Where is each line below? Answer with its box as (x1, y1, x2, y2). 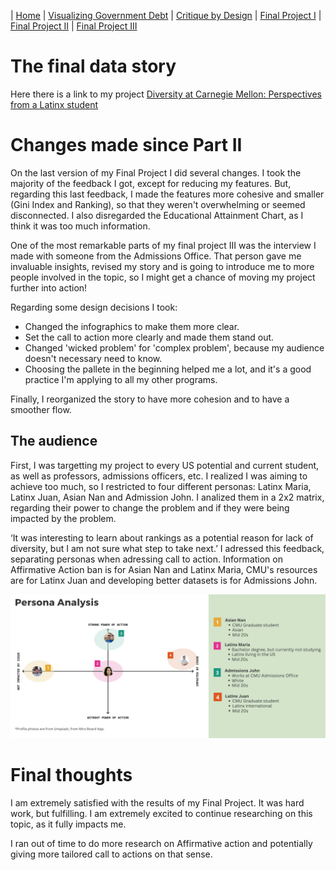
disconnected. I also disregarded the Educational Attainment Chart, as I (10, 209, 304, 221)
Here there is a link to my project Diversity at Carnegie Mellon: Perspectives (10, 88, 322, 100)
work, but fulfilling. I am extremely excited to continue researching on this (10, 807, 313, 819)
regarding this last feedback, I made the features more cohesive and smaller (10, 188, 325, 200)
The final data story (10, 55, 177, 78)
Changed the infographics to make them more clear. (24, 320, 240, 332)
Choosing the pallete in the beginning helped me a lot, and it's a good (24, 363, 312, 375)
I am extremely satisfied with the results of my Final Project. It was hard (10, 796, 305, 809)
